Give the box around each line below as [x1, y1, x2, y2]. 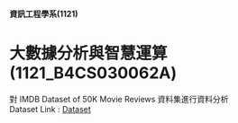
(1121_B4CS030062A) [9, 63, 178, 83]
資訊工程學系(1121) [9, 8, 78, 19]
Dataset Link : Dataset [9, 103, 92, 114]
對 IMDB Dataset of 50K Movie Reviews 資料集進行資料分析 [9, 93, 229, 104]
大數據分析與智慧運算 [9, 43, 169, 63]
